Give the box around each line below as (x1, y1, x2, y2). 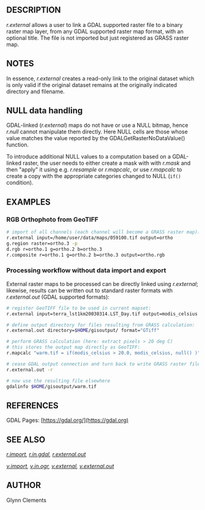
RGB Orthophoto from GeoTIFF (6, 215, 99, 223)
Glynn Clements (6, 496, 47, 504)
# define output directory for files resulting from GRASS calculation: (6, 321, 195, 328)
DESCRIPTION (6, 5, 61, 15)
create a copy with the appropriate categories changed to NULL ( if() (6, 173, 181, 180)
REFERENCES (6, 400, 59, 411)
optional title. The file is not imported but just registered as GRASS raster (6, 34, 189, 42)
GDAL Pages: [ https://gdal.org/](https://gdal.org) (6, 416, 129, 424)
